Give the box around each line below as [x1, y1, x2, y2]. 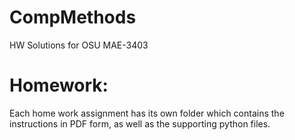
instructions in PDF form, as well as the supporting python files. [9, 117, 271, 130]
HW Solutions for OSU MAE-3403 [9, 39, 149, 51]
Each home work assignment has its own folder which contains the [9, 107, 285, 119]
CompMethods [9, 6, 137, 29]
